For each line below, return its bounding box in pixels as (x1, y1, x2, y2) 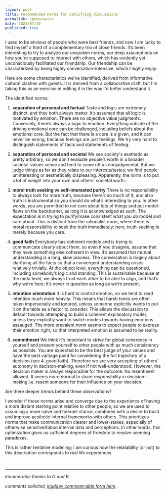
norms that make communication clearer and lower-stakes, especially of (5, 419, 152, 425)
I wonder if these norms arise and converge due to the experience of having (5, 398, 160, 404)
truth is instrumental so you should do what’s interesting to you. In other (12, 198, 159, 203)
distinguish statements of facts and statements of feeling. (12, 142, 130, 148)
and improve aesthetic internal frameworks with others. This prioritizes (5, 414, 149, 420)
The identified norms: (5, 95, 49, 101)
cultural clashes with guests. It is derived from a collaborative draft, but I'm (5, 80, 158, 87)
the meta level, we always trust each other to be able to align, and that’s (12, 276, 159, 282)
